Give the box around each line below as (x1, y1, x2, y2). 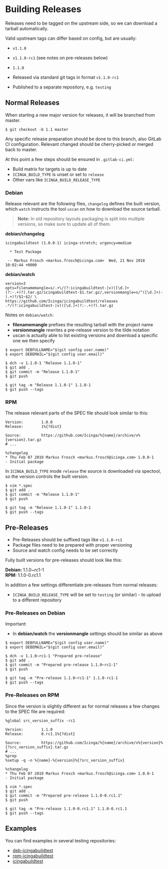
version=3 (5, 281, 26, 286)
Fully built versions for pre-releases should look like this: (5, 557, 122, 563)
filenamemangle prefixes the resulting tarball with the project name (12, 322, 153, 328)
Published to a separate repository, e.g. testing (12, 84, 112, 90)
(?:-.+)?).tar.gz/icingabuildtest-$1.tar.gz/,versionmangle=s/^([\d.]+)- (5, 290, 163, 295)
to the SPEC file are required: (5, 708, 65, 715)
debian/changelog (5, 231, 45, 237)
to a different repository (12, 597, 62, 603)
